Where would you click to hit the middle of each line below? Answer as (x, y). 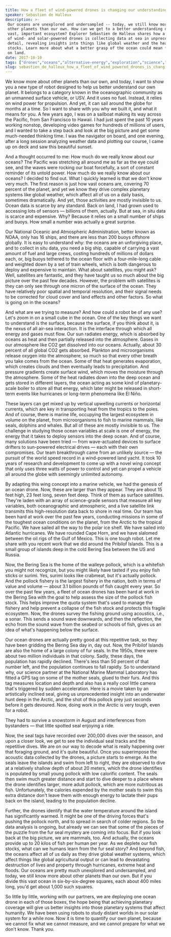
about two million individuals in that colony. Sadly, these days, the (74, 656)
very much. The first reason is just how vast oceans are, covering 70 (77, 184)
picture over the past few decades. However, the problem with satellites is (83, 281)
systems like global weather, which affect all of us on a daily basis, (75, 195)
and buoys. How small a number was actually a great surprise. (70, 222)
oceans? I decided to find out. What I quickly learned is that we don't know (83, 178)
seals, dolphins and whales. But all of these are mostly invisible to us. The (82, 425)
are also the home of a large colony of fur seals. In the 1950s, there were (81, 651)
